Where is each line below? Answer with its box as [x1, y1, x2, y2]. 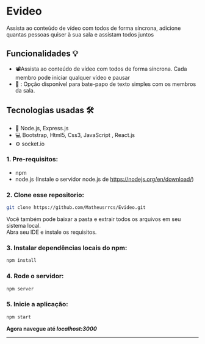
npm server [6, 286, 34, 292]
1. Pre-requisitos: [6, 155, 59, 164]
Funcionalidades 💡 [6, 49, 78, 59]
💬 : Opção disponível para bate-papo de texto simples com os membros [15, 80, 196, 88]
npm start [6, 314, 32, 320]
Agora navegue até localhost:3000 [6, 325, 98, 332]
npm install [6, 258, 37, 264]
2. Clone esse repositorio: [6, 191, 84, 199]
